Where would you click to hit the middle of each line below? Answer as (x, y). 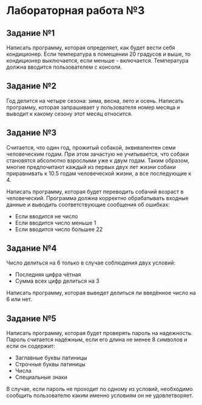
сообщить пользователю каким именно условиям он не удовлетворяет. (100, 395)
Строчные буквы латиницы (50, 364)
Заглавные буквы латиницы (51, 358)
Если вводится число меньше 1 (56, 223)
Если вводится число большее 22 (59, 229)
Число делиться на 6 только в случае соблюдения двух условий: (91, 263)
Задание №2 (31, 86)
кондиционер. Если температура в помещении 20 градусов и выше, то (99, 54)
